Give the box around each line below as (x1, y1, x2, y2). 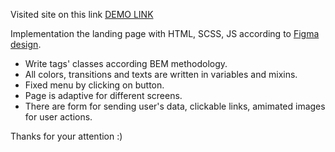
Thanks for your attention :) (10, 130, 123, 142)
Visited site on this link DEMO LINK (10, 9, 154, 20)
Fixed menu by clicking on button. (24, 79, 165, 91)
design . (10, 39, 42, 50)
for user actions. (24, 111, 93, 123)
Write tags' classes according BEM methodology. (24, 58, 228, 69)
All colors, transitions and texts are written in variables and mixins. (24, 69, 298, 80)
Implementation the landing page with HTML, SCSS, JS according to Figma (10, 28, 320, 39)
